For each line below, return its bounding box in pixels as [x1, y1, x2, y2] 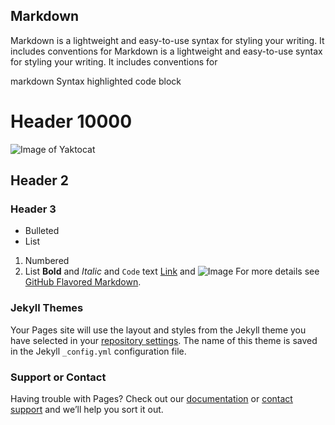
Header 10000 [10, 110, 133, 133]
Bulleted [24, 225, 60, 237]
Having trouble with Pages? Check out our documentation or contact [10, 393, 293, 405]
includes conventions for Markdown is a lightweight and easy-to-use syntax [10, 45, 323, 57]
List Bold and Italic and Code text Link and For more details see [24, 265, 320, 278]
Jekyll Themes [10, 301, 84, 315]
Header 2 [10, 172, 70, 189]
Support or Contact [10, 370, 107, 384]
